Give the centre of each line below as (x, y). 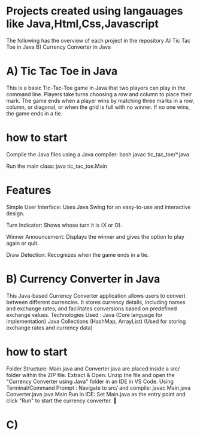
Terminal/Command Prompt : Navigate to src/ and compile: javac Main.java (99, 388)
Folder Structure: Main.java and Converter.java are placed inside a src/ (93, 369)
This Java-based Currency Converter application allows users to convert (96, 295)
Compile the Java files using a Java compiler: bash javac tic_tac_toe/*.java (98, 154)
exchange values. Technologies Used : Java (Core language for (84, 315)
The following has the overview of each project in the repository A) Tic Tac (99, 40)
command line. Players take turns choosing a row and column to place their (99, 94)
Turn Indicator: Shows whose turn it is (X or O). (64, 225)
